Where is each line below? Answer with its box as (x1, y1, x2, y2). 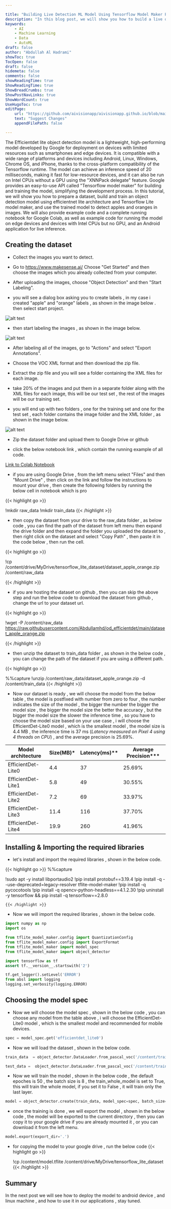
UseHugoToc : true (5, 102, 42, 107)
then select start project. (12, 305, 65, 311)
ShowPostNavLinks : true (5, 92, 56, 97)
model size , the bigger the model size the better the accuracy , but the (12, 707, 162, 713)
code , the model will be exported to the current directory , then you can (12, 1113, 164, 1120)
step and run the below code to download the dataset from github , (12, 594, 154, 601)
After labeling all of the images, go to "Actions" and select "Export (12, 345, 151, 351)
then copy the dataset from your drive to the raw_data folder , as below (12, 517, 162, 523)
